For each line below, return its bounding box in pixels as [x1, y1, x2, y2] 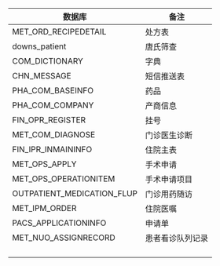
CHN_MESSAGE [12, 71, 72, 81]
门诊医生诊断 [145, 129, 193, 140]
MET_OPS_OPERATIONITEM [12, 173, 115, 184]
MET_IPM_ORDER [12, 203, 77, 213]
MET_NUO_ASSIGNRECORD [12, 232, 115, 242]
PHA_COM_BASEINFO [12, 86, 94, 96]
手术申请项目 [145, 174, 193, 184]
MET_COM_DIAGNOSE [12, 129, 96, 140]
